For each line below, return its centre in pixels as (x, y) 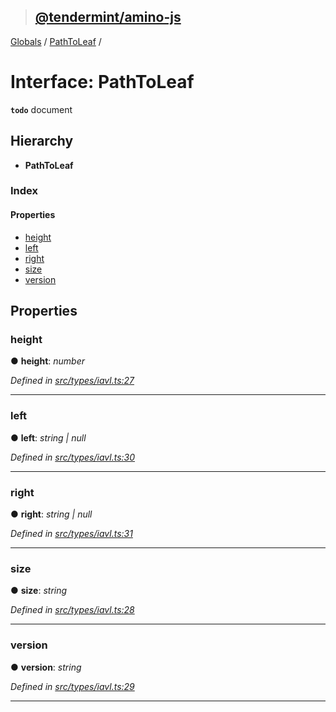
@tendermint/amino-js (108, 17)
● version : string (46, 667)
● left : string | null (48, 437)
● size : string (39, 591)
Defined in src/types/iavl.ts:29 (72, 686)
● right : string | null (51, 514)
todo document (41, 109)
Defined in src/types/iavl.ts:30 (73, 457)
